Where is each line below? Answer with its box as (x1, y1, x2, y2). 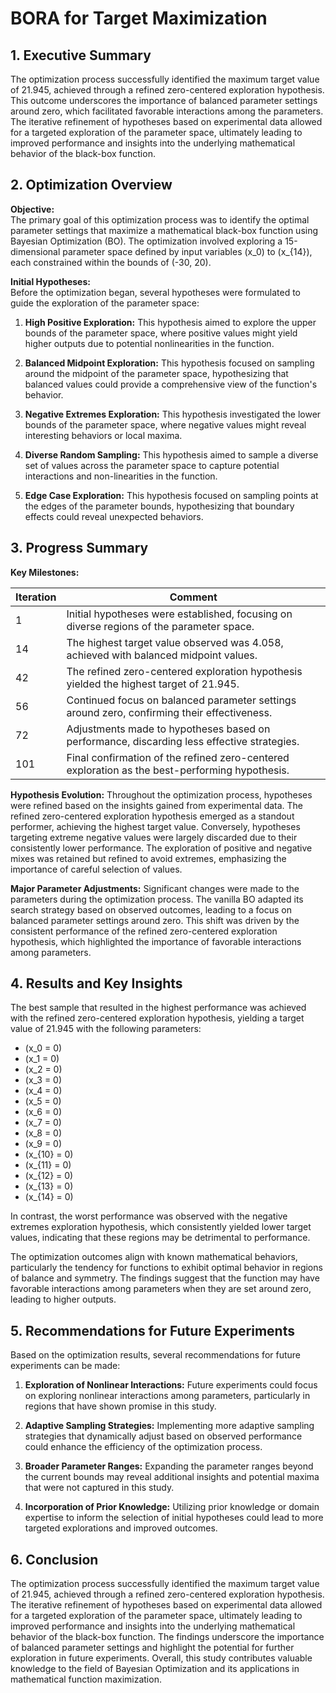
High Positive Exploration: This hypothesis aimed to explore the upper (24, 316, 317, 328)
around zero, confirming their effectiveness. (66, 705, 273, 719)
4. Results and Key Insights (10, 975, 183, 992)
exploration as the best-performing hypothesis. (66, 763, 290, 777)
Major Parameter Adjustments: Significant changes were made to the (10, 882, 300, 894)
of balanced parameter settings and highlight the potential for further (10, 1642, 295, 1654)
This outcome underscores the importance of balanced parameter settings (10, 95, 318, 106)
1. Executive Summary (10, 47, 152, 64)
